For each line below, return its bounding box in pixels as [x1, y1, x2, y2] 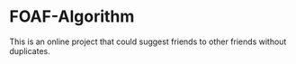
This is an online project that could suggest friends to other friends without [9, 36, 287, 47]
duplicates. [9, 45, 51, 56]
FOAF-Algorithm [9, 6, 135, 27]
